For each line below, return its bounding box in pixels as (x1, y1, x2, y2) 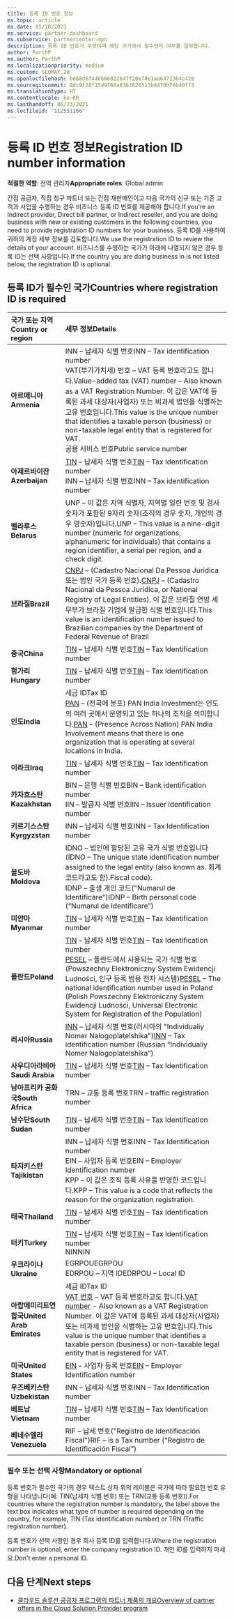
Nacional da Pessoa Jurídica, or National (65, 584, 198, 594)
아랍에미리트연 (10, 1300, 56, 1310)
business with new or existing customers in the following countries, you (7, 218, 212, 226)
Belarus (10, 531, 37, 540)
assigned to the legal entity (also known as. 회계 (65, 862, 221, 872)
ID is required (7, 294, 66, 305)
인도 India (10, 716, 40, 726)
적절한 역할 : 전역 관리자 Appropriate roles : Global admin (7, 178, 164, 187)
